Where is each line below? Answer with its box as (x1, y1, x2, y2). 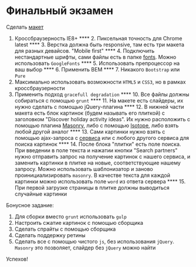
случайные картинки (14, 190, 67, 197)
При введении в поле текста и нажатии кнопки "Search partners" (14, 146, 178, 153)
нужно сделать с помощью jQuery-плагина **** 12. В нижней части (14, 103, 184, 110)
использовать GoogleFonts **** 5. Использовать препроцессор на (14, 60, 180, 67)
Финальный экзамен (6, 4, 113, 18)
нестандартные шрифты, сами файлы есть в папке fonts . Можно (14, 53, 177, 60)
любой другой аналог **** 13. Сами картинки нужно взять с (14, 128, 165, 135)
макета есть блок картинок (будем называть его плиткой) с (14, 109, 165, 117)
